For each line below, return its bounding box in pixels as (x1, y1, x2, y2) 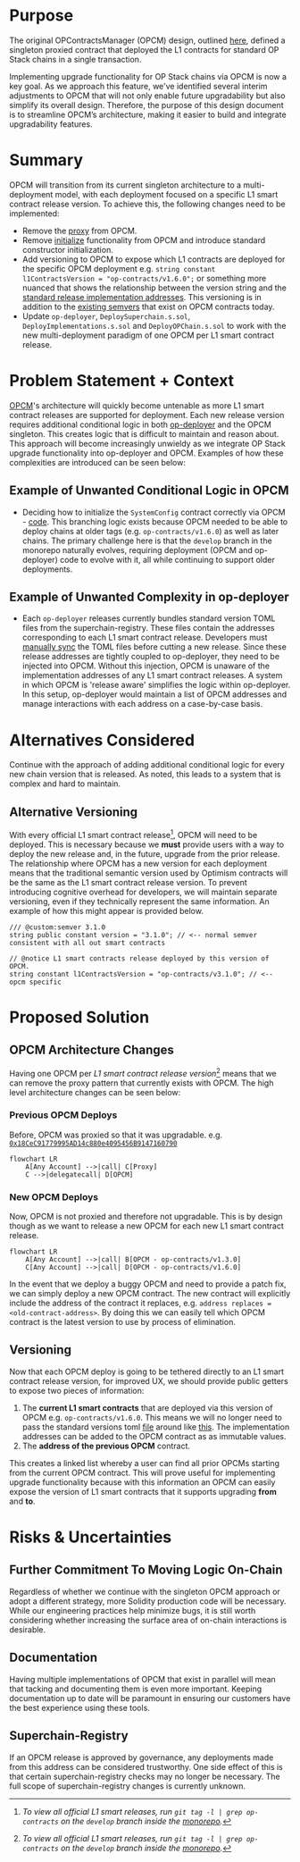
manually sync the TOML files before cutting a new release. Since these (21, 642, 287, 652)
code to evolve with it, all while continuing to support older (59, 554, 275, 565)
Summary (9, 150, 83, 171)
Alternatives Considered (9, 730, 195, 751)
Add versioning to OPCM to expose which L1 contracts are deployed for (21, 254, 286, 264)
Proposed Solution (9, 1007, 150, 1027)
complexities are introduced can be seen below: (9, 457, 186, 467)
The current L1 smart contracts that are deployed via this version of (21, 1402, 273, 1413)
